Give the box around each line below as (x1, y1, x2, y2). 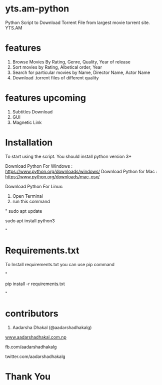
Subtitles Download (12, 108, 53, 115)
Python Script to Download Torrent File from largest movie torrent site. (5, 19, 150, 25)
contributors (5, 308, 58, 319)
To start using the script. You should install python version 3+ (5, 153, 132, 159)
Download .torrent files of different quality (12, 74, 99, 80)
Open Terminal (12, 193, 43, 199)
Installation (5, 137, 53, 148)
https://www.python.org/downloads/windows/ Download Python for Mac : (5, 168, 157, 174)
